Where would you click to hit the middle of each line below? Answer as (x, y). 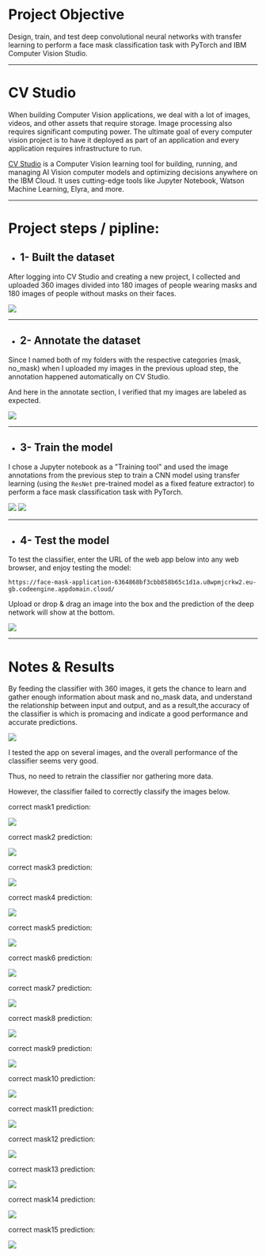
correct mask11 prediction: (51, 1109)
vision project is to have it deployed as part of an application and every (124, 139)
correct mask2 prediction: (50, 837)
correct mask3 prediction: (50, 867)
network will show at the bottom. (61, 612)
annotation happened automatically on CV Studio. (89, 376)
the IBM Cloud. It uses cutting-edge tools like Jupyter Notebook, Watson (127, 181)
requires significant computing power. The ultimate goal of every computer (131, 131)
